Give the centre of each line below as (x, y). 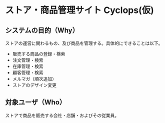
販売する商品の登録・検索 (39, 54)
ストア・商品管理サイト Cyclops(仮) (79, 10)
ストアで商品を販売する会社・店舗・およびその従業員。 (62, 115)
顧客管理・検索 (28, 72)
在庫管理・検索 (28, 66)
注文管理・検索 (28, 60)
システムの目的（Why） (42, 30)
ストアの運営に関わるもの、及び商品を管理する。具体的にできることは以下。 (84, 43)
